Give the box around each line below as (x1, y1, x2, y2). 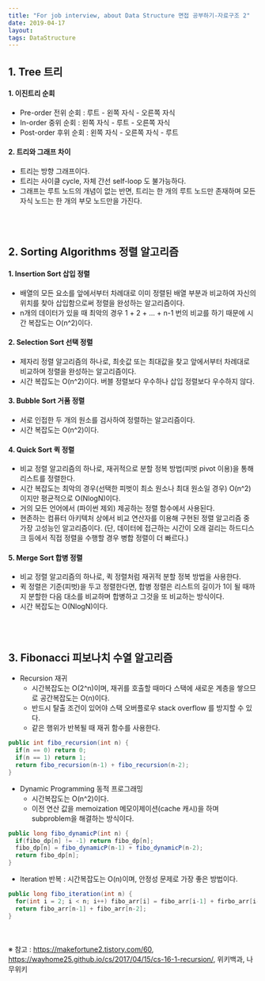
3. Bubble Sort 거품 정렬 (8, 396, 85, 405)
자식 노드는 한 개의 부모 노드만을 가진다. (19, 196, 142, 206)
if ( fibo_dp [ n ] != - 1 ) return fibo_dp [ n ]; (15, 837, 154, 845)
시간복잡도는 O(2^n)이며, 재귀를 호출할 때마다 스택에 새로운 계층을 (31, 684, 236, 693)
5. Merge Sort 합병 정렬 (8, 553, 83, 562)
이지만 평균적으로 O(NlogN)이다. (19, 493, 121, 504)
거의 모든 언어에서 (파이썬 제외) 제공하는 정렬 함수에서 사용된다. (19, 504, 215, 513)
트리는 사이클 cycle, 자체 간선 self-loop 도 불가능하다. (19, 176, 187, 186)
